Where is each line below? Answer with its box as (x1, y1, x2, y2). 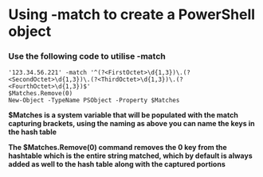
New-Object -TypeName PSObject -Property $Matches (8, 97, 180, 105)
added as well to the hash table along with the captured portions (8, 160, 226, 169)
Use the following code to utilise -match (8, 51, 166, 62)
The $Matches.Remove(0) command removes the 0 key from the (8, 143, 227, 152)
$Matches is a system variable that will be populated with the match (8, 110, 239, 120)
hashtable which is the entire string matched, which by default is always (8, 151, 253, 160)
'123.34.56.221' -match (8, 69, 88, 77)
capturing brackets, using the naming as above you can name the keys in (8, 119, 255, 129)
